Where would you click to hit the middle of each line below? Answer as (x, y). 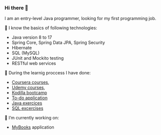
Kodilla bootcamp (29, 93)
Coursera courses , (30, 82)
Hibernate (22, 48)
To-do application (29, 98)
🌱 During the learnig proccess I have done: (48, 73)
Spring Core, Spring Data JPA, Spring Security (58, 43)
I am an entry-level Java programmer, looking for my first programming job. (80, 19)
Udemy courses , (28, 88)
